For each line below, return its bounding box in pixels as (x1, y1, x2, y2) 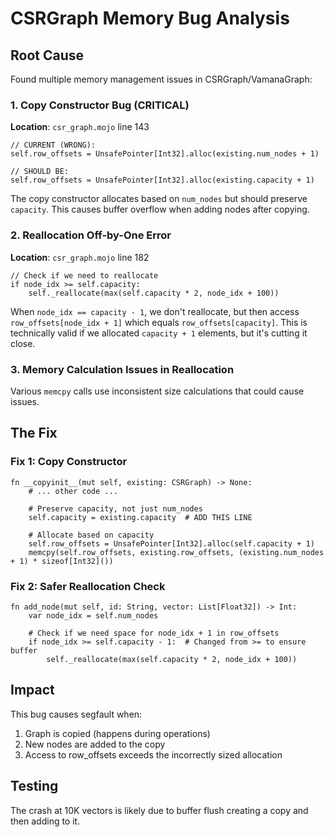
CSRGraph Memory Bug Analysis (10, 7, 290, 30)
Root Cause (10, 47, 85, 64)
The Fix (10, 425, 58, 442)
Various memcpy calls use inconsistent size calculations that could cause (10, 385, 305, 397)
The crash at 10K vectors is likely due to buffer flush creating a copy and (10, 804, 309, 816)
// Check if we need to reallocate (10, 270, 159, 281)
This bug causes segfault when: (10, 708, 143, 720)
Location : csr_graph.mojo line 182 (10, 251, 150, 263)
